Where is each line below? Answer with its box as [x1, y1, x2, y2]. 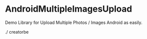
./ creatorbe [5, 29, 29, 35]
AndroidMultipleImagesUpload [5, 3, 132, 15]
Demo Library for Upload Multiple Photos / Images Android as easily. [5, 19, 143, 25]
